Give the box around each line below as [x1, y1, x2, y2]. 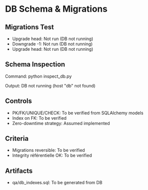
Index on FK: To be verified [12, 115, 67, 121]
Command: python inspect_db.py [5, 73, 72, 79]
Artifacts [5, 167, 33, 175]
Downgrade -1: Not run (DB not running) [12, 41, 93, 47]
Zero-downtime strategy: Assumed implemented [12, 120, 110, 126]
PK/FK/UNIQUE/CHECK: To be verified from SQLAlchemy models [12, 110, 144, 116]
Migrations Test [5, 23, 54, 31]
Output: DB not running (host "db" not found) [5, 83, 96, 88]
